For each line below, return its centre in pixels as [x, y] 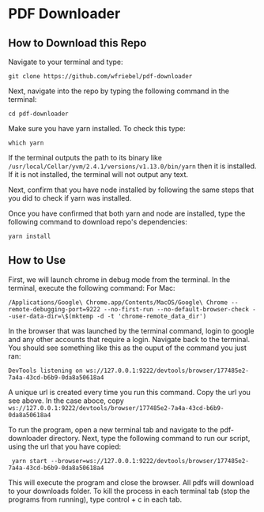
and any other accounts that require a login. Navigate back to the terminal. [129, 339]
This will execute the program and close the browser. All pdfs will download [131, 482]
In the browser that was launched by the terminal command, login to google [131, 331]
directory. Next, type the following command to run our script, [149, 438]
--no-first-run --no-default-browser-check [176, 309]
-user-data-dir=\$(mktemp [51, 316]
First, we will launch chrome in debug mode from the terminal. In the [119, 279]
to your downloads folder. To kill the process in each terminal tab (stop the [129, 491]
